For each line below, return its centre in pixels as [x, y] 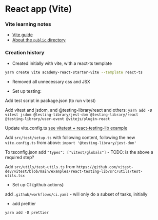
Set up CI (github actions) [38, 184]
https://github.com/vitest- [105, 167]
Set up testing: [27, 91]
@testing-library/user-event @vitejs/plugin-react [58, 119]
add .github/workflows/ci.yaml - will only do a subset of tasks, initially [76, 194]
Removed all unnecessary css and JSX [51, 81]
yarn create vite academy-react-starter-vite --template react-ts [74, 72]
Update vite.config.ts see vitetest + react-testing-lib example [66, 128]
